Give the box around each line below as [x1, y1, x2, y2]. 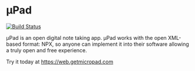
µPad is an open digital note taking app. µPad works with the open [6, 34, 167, 41]
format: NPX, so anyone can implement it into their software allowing [22, 40, 190, 48]
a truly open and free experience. [6, 46, 87, 53]
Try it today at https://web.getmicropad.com [6, 58, 114, 65]
